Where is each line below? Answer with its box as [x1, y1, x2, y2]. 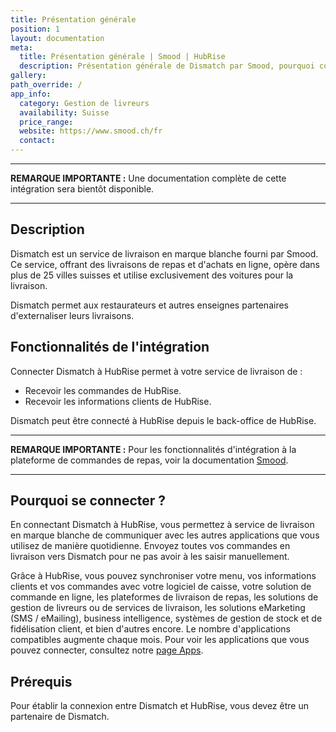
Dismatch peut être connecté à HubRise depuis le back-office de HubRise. [10, 414, 317, 426]
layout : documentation [10, 33, 105, 43]
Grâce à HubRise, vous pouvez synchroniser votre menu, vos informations [10, 570, 317, 582]
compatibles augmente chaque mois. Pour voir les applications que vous [10, 634, 310, 646]
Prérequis [10, 673, 73, 690]
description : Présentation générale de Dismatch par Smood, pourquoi [19, 61, 315, 71]
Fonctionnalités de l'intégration [10, 339, 210, 356]
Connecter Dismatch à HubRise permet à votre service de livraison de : [10, 365, 303, 377]
